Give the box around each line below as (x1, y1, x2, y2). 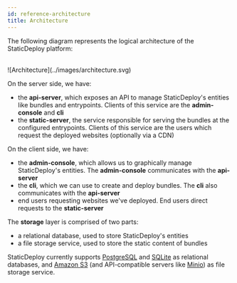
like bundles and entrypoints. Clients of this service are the (17, 100, 191, 109)
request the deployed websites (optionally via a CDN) (17, 131, 174, 139)
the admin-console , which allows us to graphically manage (17, 158, 192, 167)
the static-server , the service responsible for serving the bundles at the (17, 115, 230, 124)
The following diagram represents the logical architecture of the (7, 36, 194, 45)
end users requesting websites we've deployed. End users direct (17, 196, 208, 205)
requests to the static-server (17, 203, 105, 212)
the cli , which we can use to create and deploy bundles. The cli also (17, 181, 218, 189)
